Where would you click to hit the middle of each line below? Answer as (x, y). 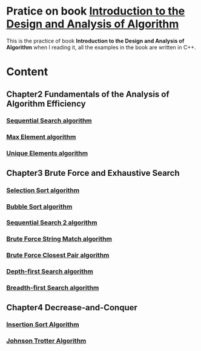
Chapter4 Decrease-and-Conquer (72, 307)
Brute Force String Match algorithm (59, 239)
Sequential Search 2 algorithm (52, 222)
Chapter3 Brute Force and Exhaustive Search (93, 173)
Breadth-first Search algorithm (53, 288)
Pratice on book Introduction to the (96, 11)
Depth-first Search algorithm (50, 272)
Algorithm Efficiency (46, 103)
